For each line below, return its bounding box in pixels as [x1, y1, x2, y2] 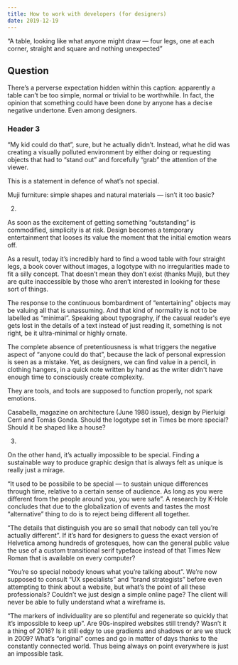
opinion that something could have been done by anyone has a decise [7, 99, 213, 107]
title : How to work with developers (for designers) [7, 10, 167, 18]
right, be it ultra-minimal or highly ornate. [7, 329, 128, 337]
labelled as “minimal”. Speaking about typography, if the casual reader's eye [7, 314, 231, 322]
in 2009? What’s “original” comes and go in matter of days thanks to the [7, 634, 218, 642]
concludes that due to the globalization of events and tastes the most [7, 502, 210, 511]
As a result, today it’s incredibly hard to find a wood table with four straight [7, 254, 226, 263]
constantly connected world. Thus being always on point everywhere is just [7, 642, 229, 650]
